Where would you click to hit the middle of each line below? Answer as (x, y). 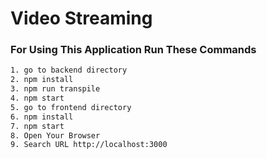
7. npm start (37, 126)
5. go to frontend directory (71, 107)
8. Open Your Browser (55, 135)
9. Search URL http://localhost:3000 (89, 145)
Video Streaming (81, 18)
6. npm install (42, 117)
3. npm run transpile (55, 89)
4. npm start (37, 98)
